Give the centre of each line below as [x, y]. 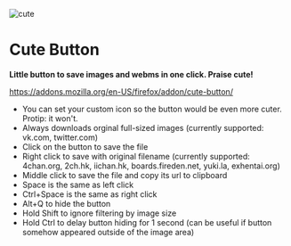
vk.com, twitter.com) [60, 137]
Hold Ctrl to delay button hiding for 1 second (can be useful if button [147, 222]
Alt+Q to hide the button [66, 203]
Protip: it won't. [50, 118]
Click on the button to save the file [85, 146]
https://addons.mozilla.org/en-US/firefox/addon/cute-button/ [121, 91]
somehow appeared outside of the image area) [108, 232]
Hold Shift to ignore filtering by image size [99, 213]
